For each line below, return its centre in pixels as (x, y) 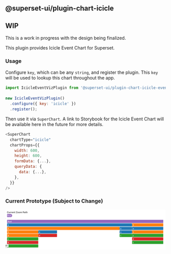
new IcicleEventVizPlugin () (35, 98)
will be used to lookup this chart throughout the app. (60, 78)
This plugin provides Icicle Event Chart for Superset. (60, 48)
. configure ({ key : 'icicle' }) (43, 104)
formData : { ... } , (33, 161)
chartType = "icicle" (31, 140)
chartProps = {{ (25, 145)
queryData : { (28, 167)
